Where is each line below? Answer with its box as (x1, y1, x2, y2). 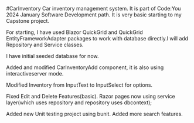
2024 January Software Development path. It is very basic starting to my (6, 11, 182, 18)
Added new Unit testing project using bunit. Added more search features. (6, 111, 183, 117)
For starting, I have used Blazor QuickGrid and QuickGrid (6, 29, 144, 36)
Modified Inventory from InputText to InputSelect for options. (6, 81, 153, 88)
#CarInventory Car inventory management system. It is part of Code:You (6, 5, 181, 12)
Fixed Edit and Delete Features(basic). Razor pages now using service (6, 93, 175, 100)
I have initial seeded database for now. (6, 53, 99, 59)
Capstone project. (6, 18, 50, 24)
